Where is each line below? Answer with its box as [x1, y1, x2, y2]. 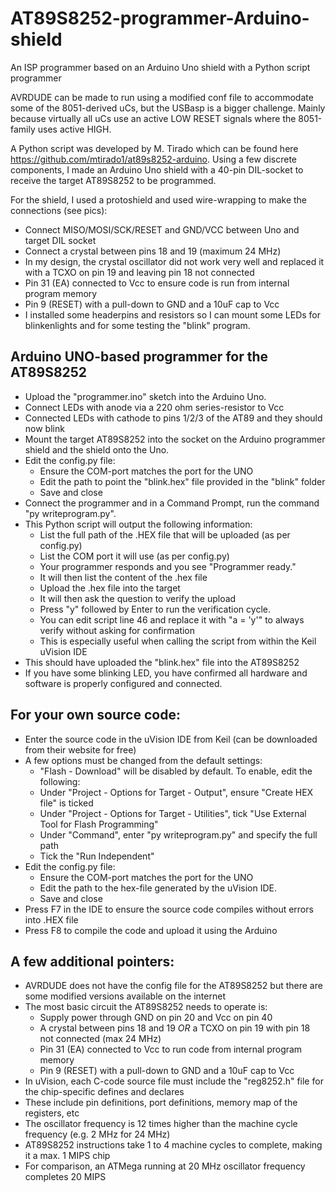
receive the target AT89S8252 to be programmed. [10, 174, 217, 186]
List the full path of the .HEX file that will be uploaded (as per [39, 528, 291, 541]
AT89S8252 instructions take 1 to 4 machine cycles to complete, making [24, 1139, 323, 1151]
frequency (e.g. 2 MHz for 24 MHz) [24, 1128, 171, 1141]
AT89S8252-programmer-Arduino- [10, 7, 310, 30]
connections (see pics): [10, 204, 108, 216]
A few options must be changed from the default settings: [24, 754, 263, 766]
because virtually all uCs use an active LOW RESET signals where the [10, 112, 297, 124]
